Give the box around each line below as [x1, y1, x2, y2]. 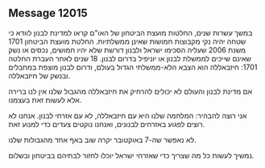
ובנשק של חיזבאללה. [8, 70, 71, 80]
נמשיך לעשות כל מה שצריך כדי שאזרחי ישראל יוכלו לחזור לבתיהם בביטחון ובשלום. [8, 150, 255, 160]
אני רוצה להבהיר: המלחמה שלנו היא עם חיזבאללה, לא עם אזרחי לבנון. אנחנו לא [8, 111, 247, 120]
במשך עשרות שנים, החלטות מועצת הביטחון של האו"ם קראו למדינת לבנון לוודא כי [8, 27, 253, 37]
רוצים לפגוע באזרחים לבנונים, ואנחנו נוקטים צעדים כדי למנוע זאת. [8, 119, 205, 128]
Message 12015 [8, 6, 89, 20]
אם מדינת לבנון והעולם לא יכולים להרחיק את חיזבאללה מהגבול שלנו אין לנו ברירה [8, 86, 253, 96]
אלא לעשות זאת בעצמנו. [8, 94, 82, 104]
